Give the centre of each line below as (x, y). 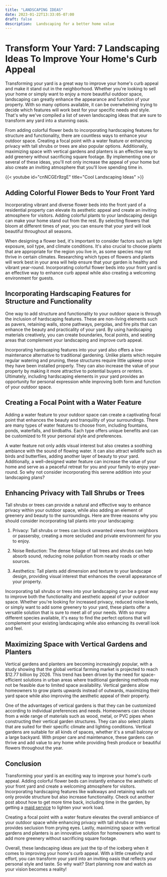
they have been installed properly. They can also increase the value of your (82, 365)
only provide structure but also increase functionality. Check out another (80, 797)
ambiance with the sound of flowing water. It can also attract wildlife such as (83, 451)
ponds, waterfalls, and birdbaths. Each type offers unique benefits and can (82, 430)
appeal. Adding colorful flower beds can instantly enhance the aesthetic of (82, 781)
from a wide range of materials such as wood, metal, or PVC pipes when (79, 716)
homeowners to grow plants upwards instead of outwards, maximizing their (83, 691)
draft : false (19, 19)
